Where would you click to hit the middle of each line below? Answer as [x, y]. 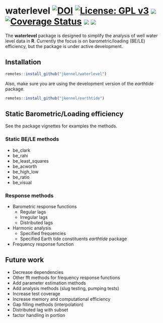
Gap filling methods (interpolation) [48, 304]
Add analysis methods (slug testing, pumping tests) [66, 288]
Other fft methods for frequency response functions [66, 278]
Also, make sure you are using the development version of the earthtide [79, 83]
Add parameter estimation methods [49, 283]
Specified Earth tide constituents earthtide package [73, 239]
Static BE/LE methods [32, 139]
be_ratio [21, 177]
